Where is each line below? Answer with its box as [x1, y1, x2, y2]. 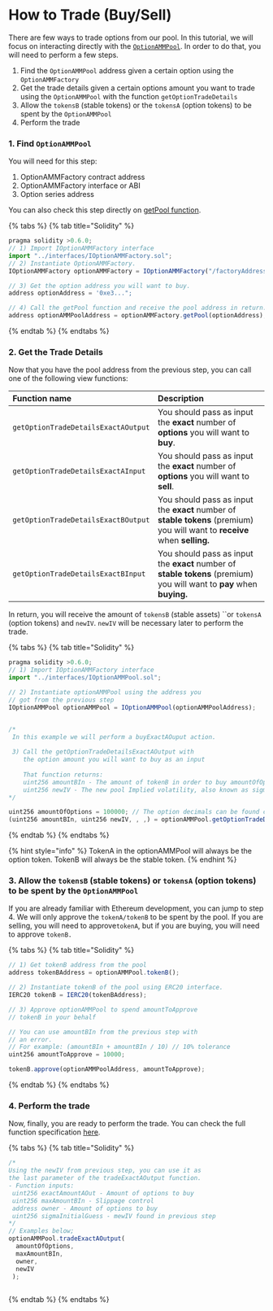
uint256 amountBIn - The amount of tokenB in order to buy [23, 778, 227, 786]
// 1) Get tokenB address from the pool [8, 961, 148, 969]
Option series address [19, 190, 95, 199]
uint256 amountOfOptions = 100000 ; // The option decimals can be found [8, 808, 260, 816]
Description [158, 393, 205, 404]
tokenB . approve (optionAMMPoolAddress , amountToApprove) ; [8, 1065, 206, 1073]
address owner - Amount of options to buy [11, 1204, 158, 1213]
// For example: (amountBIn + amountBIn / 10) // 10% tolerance [8, 1043, 231, 1051]
